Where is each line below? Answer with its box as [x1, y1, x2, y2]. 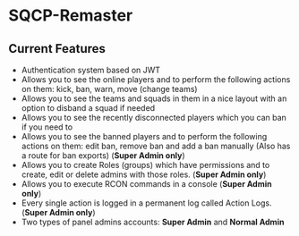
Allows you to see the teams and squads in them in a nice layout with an [21, 93, 287, 104]
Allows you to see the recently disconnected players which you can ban [21, 113, 287, 122]
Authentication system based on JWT [21, 64, 161, 75]
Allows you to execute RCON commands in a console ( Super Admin [21, 179, 272, 189]
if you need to [21, 122, 73, 132]
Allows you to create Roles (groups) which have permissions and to [21, 160, 270, 170]
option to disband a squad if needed [21, 103, 156, 113]
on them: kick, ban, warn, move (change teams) [21, 84, 198, 94]
